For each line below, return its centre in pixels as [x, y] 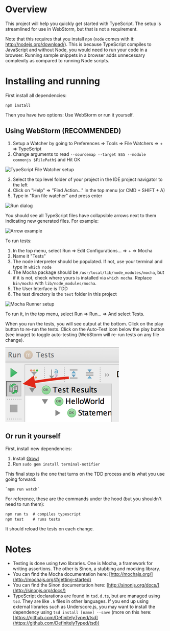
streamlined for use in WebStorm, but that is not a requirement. [71, 29]
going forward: [21, 479]
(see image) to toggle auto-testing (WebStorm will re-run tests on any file [82, 334]
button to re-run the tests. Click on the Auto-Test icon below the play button [85, 329]
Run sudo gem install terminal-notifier [56, 464]
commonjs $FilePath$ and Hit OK [46, 159]
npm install [18, 105]
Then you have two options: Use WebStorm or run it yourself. [70, 115]
